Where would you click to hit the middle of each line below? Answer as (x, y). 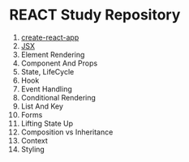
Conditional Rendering (58, 97)
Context (34, 140)
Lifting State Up (47, 123)
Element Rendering (53, 54)
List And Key (42, 106)
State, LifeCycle (47, 71)
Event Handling (46, 89)
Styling (33, 149)
